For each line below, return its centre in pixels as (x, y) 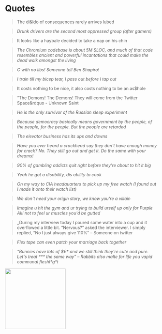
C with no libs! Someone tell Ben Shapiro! (58, 69)
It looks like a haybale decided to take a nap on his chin (72, 40)
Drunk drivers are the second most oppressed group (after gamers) (84, 31)
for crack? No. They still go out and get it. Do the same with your (81, 151)
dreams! (25, 156)
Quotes (20, 8)
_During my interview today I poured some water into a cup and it (82, 222)
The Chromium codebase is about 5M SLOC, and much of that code (85, 50)
